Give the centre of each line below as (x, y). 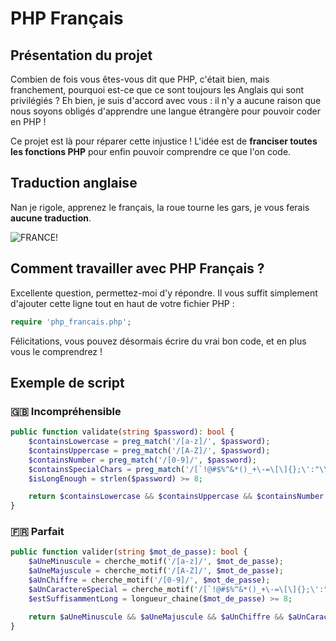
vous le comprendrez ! (56, 351)
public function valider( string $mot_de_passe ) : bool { (129, 552)
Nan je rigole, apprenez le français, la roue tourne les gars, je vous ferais (160, 207)
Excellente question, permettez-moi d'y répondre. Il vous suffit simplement (164, 293)
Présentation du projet (81, 55)
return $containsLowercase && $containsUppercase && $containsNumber (176, 497)
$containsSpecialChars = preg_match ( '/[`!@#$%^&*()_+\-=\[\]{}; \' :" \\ (178, 469)
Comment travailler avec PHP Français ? (137, 268)
